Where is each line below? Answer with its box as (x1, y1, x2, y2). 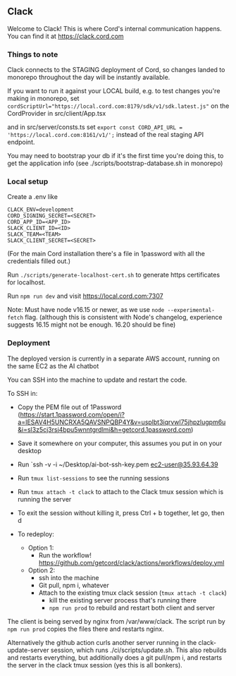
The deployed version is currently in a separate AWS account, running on (7, 354, 220, 363)
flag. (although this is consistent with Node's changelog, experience (24, 313, 223, 322)
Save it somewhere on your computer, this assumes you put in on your (17, 439, 223, 447)
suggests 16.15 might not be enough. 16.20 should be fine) (7, 320, 176, 329)
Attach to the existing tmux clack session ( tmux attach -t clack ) (38, 589, 228, 597)
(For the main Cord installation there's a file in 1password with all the (7, 250, 206, 258)
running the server (17, 495, 72, 503)
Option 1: (27, 543, 54, 552)
